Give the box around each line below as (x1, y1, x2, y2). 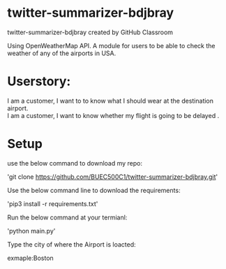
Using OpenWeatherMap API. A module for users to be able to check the (7, 41, 216, 50)
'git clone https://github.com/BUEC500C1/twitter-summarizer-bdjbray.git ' (7, 173, 218, 181)
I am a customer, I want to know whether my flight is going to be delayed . (7, 111, 220, 119)
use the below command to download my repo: (7, 159, 143, 167)
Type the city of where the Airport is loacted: (7, 240, 136, 249)
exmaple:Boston (7, 254, 54, 262)
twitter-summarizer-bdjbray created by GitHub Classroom (7, 28, 173, 36)
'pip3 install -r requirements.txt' (7, 199, 98, 208)
